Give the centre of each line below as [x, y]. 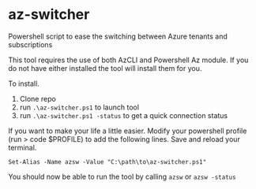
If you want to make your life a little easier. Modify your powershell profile [128, 131]
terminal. [23, 147]
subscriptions [30, 44]
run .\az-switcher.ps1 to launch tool [79, 107]
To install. [24, 83]
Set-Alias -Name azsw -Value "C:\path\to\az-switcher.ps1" [107, 162]
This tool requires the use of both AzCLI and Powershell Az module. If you [128, 60]
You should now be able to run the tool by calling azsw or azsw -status [122, 176]
